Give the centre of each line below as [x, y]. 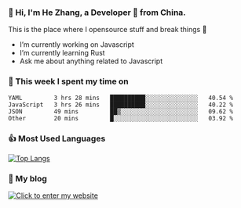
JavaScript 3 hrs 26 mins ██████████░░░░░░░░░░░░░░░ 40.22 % [121, 105]
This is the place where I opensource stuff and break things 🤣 [108, 30]
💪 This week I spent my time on [69, 81]
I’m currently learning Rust [62, 53]
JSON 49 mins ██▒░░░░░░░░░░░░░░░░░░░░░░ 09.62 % [121, 111]
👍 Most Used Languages [57, 138]
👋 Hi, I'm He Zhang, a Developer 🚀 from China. [97, 13]
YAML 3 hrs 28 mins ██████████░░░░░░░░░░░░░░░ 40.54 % [121, 98]
